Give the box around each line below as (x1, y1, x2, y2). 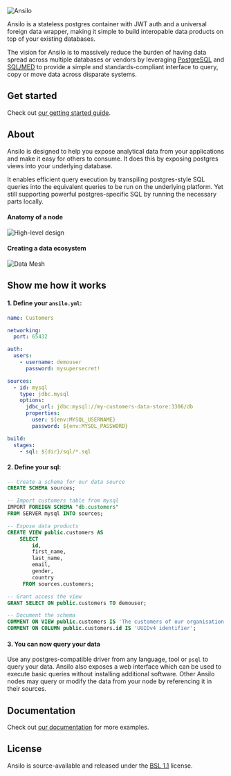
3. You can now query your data (7, 640, 100, 648)
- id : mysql (13, 384, 48, 391)
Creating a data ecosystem (7, 244, 86, 253)
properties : (25, 410, 60, 417)
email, (32, 561, 51, 568)
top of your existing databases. (7, 35, 95, 43)
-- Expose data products (7, 523, 79, 530)
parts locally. (7, 197, 44, 206)
